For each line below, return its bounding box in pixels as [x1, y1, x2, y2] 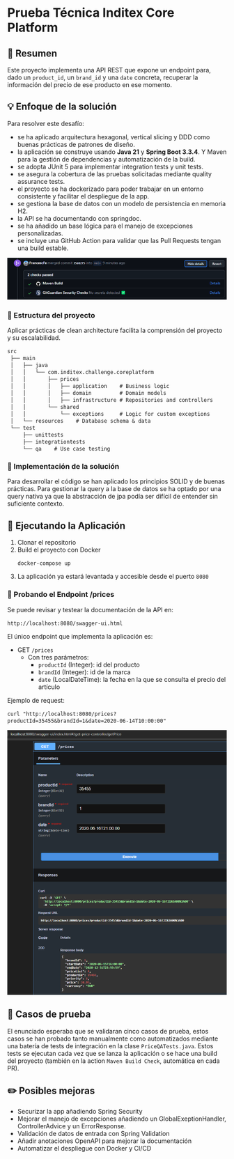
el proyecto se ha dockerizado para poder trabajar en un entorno [17, 185, 204, 193]
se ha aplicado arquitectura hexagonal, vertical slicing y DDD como [17, 132, 210, 141]
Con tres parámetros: [27, 653, 89, 661]
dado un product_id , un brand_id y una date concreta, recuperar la [7, 73, 198, 81]
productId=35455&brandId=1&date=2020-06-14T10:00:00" [7, 717, 167, 724]
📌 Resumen [7, 47, 58, 59]
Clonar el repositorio [17, 538, 77, 547]
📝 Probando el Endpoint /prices [7, 590, 115, 600]
